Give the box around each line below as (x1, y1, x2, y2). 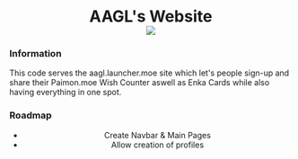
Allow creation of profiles (110, 139, 205, 150)
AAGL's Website (89, 6, 213, 27)
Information (9, 48, 62, 60)
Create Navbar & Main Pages (103, 129, 211, 140)
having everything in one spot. (9, 87, 122, 98)
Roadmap (9, 110, 52, 122)
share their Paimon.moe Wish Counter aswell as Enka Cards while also (9, 77, 270, 88)
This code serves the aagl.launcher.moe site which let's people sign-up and (9, 67, 290, 78)
